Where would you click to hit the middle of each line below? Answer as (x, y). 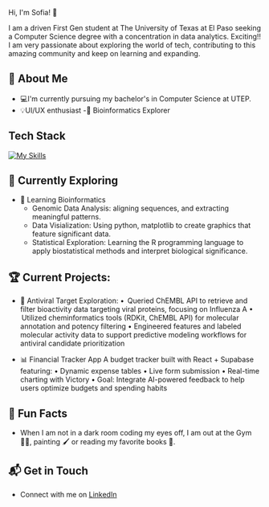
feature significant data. (71, 234)
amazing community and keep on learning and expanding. (104, 53)
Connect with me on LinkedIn (68, 494)
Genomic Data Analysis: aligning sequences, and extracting (130, 208)
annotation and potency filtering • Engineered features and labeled (130, 326)
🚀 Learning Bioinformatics (63, 200)
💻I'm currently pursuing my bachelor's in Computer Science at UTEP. (135, 98)
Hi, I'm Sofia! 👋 (33, 12)
